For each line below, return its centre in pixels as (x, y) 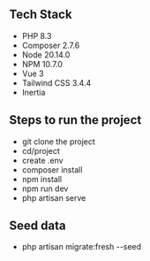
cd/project (41, 150)
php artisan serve (54, 197)
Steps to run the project (75, 120)
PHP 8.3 (37, 35)
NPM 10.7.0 (42, 64)
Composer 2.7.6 (51, 45)
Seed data (37, 226)
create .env (42, 160)
